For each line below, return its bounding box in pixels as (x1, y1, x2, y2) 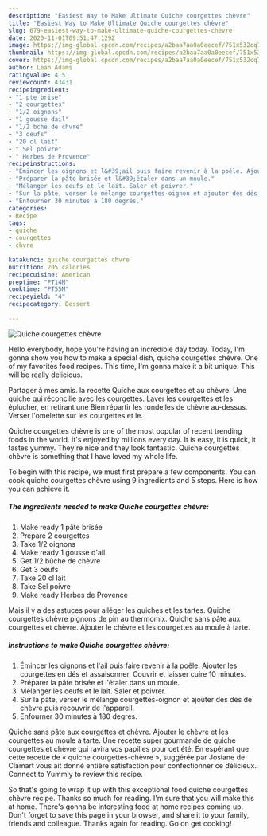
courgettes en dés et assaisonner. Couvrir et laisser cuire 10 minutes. (19, 669, 246, 678)
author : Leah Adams (8, 64, 73, 72)
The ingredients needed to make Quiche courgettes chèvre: (8, 502, 209, 512)
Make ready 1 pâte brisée (19, 522, 103, 532)
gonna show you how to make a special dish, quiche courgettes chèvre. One (8, 352, 258, 363)
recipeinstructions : (8, 160, 77, 168)
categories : (8, 204, 48, 212)
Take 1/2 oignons (19, 539, 76, 548)
